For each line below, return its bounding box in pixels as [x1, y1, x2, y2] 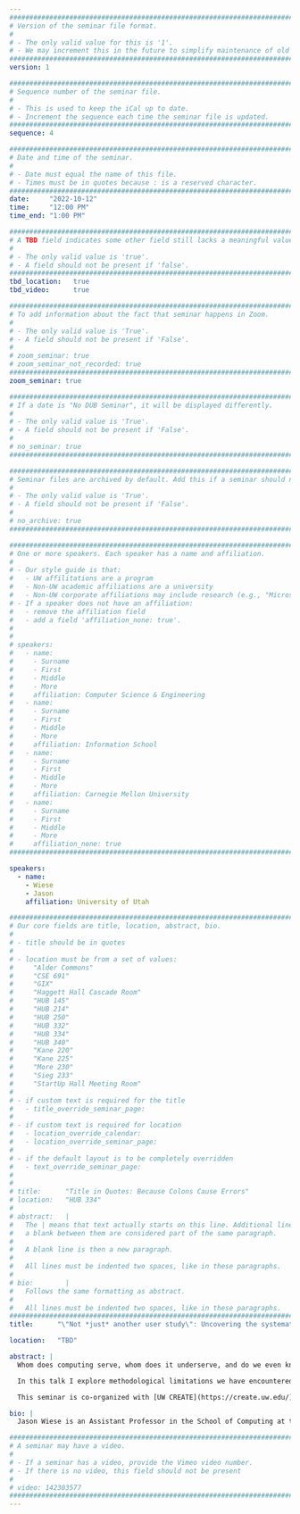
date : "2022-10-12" [9, 195, 98, 204]
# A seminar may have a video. [9, 1442, 126, 1451]
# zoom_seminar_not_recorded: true [9, 360, 142, 369]
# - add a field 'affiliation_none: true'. [9, 615, 181, 625]
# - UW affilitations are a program [9, 574, 154, 583]
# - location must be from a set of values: [9, 954, 178, 964]
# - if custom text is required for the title [9, 1095, 186, 1105]
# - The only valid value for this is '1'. [9, 37, 174, 47]
